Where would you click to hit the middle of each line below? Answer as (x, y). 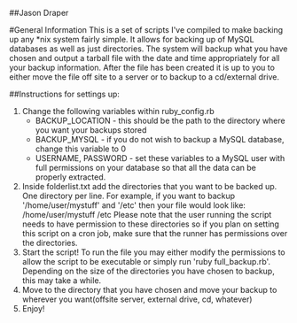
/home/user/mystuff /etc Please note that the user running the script (147, 215)
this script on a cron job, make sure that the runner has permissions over (155, 233)
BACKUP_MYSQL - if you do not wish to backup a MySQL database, (160, 139)
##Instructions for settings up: (64, 94)
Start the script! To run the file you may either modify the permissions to (153, 252)
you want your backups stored (91, 130)
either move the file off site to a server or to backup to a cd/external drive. (145, 77)
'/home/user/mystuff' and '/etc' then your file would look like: (134, 205)
